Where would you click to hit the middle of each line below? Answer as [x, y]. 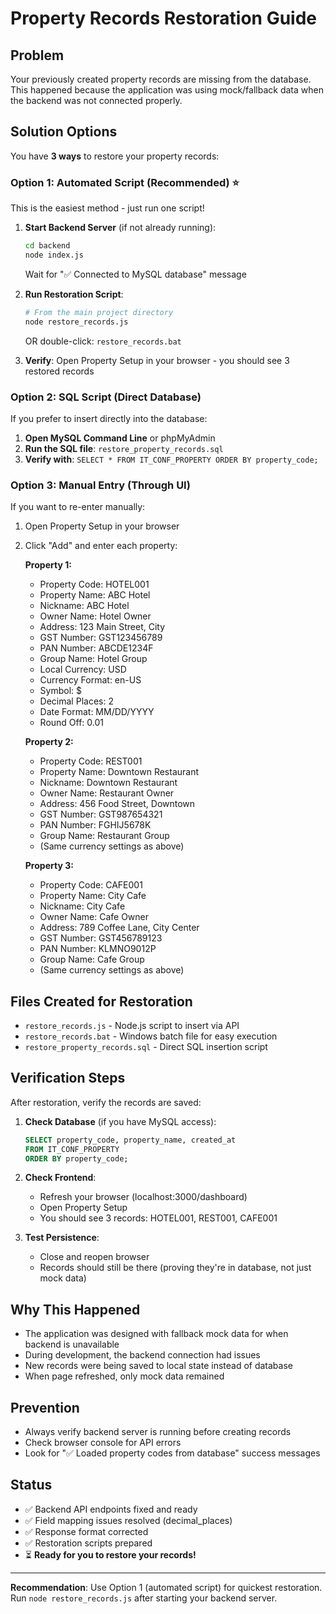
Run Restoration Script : [74, 294]
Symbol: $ [61, 691]
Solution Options [64, 132]
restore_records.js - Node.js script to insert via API [132, 1026]
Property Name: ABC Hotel [95, 595]
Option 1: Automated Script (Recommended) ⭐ [125, 182]
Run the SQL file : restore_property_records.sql [124, 448]
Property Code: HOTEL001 [94, 584]
